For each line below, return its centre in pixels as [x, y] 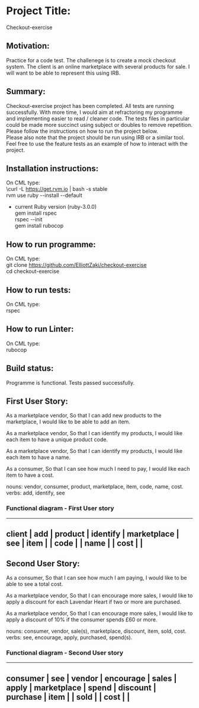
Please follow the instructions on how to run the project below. [82, 131]
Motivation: [28, 46]
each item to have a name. [38, 457]
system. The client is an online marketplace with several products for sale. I [98, 66]
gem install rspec [36, 213]
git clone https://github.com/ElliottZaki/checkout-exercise [76, 265]
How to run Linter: [40, 329]
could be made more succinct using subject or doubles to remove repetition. [99, 125]
